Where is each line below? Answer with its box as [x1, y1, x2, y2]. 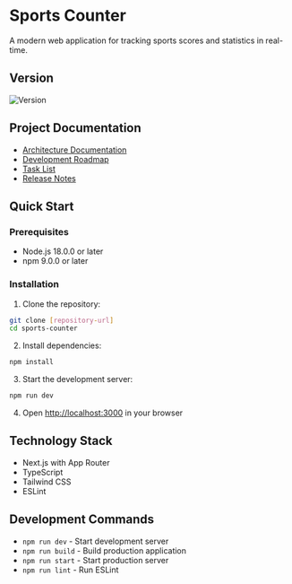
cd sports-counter [9, 324, 78, 333]
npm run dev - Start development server [21, 536, 169, 546]
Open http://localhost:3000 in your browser [21, 407, 184, 418]
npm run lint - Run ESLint [21, 564, 119, 575]
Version [9, 71, 54, 86]
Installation [9, 278, 60, 291]
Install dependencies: [21, 340, 102, 351]
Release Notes [21, 172, 76, 184]
